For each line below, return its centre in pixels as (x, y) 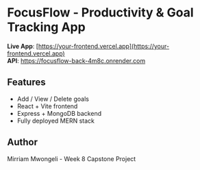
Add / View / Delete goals (53, 99)
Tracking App (46, 27)
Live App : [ (23, 46)
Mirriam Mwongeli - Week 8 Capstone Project (72, 158)
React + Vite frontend (47, 106)
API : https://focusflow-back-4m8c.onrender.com (76, 60)
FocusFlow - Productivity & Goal (100, 13)
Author (22, 142)
